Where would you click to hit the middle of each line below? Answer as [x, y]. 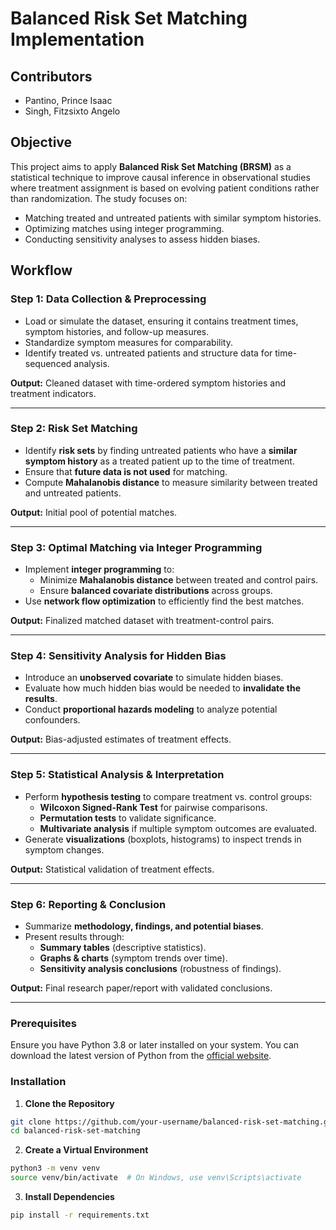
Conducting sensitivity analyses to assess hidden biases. [142, 239]
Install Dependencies [69, 1197]
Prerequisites [43, 1023]
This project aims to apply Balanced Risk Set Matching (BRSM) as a [151, 166]
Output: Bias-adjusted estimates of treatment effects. [121, 739]
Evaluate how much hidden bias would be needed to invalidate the [162, 688]
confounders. [52, 720]
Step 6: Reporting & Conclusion [88, 904]
